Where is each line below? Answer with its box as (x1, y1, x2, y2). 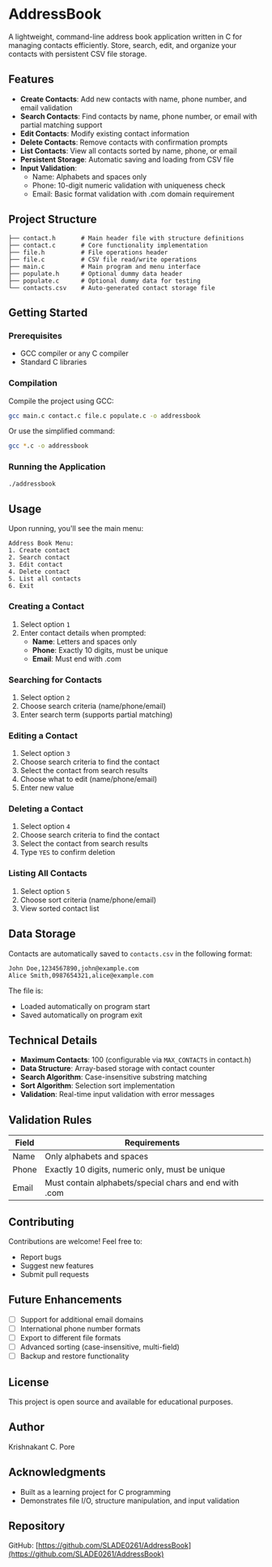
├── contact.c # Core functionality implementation (8, 241, 208, 249)
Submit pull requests (19, 1270, 89, 1280)
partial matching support (19, 119, 103, 130)
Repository (8, 1519, 66, 1533)
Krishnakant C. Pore (8, 1442, 75, 1452)
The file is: (8, 986, 44, 995)
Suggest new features (19, 1261, 95, 1271)
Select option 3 (19, 749, 70, 758)
